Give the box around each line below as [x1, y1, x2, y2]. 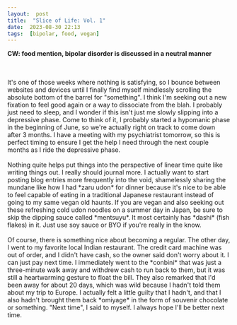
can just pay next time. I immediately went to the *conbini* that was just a [7, 259, 221, 267]
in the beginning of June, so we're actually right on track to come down [7, 123, 216, 131]
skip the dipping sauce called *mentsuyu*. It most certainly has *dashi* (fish [7, 213, 230, 222]
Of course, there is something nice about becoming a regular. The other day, [7, 236, 231, 244]
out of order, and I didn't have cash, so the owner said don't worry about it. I [7, 251, 230, 259]
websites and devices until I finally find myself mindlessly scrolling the [7, 85, 212, 94]
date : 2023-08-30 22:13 [7, 23, 81, 30]
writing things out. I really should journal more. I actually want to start [7, 168, 209, 177]
